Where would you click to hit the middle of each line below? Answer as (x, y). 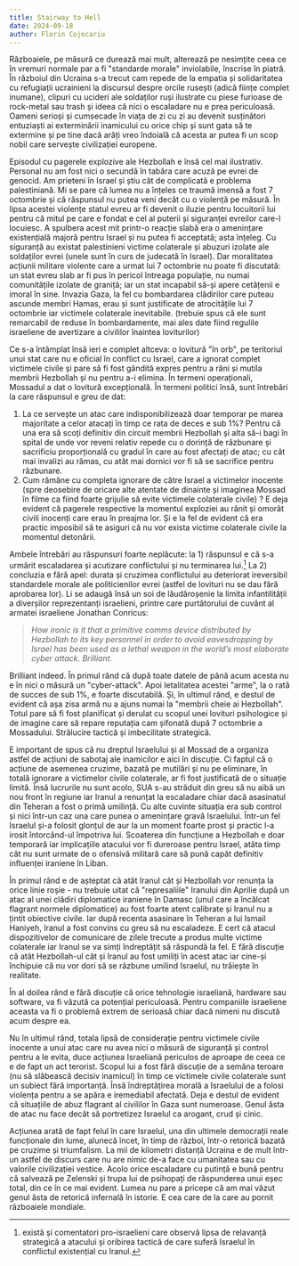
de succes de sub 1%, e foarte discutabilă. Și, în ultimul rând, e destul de (142, 695)
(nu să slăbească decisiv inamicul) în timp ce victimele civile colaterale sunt (148, 1076)
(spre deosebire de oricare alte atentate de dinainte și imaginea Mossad (154, 490)
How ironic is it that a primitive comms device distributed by (141, 630)
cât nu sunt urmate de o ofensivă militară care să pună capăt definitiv (137, 854)
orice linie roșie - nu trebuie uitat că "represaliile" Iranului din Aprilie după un (149, 890)
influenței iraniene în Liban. (59, 863)
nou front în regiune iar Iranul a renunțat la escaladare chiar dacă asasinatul (148, 797)
